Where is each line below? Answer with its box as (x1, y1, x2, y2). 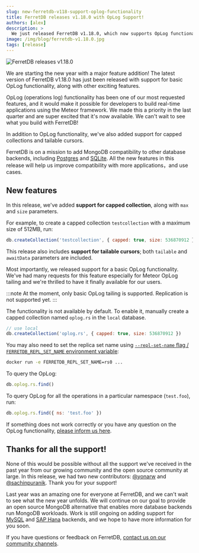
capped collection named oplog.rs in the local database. (6, 314, 146, 321)
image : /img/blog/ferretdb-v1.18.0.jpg (6, 36, 105, 42)
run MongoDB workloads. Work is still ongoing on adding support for (6, 509, 174, 517)
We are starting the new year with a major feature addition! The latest (6, 69, 175, 77)
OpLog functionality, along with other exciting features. (6, 82, 140, 89)
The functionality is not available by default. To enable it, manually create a (6, 307, 189, 315)
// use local (6, 325, 38, 331)
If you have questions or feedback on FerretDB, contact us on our (6, 533, 166, 541)
